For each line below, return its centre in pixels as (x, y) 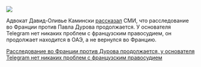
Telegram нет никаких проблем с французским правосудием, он (89, 33)
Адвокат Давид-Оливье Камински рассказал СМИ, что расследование (97, 21)
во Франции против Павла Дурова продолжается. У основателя (88, 27)
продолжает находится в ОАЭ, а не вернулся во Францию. (82, 39)
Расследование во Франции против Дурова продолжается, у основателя (100, 51)
